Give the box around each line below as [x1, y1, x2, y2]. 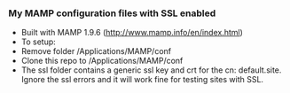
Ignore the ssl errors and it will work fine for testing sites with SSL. [20, 74, 263, 85]
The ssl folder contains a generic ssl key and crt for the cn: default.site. [20, 65, 282, 75]
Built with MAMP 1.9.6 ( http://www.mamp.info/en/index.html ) [20, 27, 243, 38]
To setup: [20, 36, 57, 47]
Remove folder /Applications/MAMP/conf [20, 46, 172, 57]
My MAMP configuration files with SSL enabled [8, 7, 216, 19]
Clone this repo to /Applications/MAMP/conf [20, 56, 184, 66]
